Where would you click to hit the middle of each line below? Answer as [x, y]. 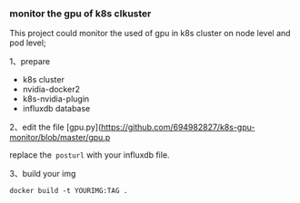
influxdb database [56, 109]
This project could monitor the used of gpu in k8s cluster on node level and [150, 34]
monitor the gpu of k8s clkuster [80, 14]
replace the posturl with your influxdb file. [90, 155]
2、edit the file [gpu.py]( [55, 127]
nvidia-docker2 [51, 90]
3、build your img [43, 174]
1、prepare [30, 62]
